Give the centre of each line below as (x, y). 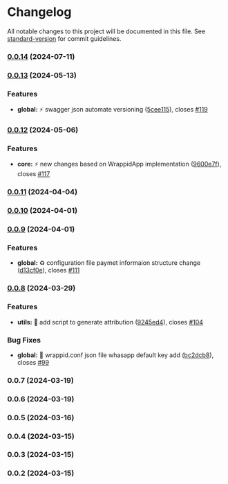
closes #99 (33, 362)
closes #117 (34, 174)
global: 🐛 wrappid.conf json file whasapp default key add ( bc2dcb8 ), (115, 355)
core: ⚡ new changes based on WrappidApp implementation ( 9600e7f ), (119, 164)
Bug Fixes (24, 340)
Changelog (39, 12)
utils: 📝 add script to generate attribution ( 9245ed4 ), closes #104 (110, 322)
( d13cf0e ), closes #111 (48, 270)
